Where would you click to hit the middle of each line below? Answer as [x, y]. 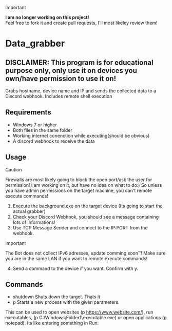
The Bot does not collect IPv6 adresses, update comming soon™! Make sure [85, 253]
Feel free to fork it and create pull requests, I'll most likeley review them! [81, 23]
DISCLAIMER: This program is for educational [79, 62]
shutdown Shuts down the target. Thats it [56, 297]
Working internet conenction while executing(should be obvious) [81, 135]
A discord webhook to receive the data [54, 141]
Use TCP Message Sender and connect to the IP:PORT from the [80, 227]
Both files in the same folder [43, 130]
